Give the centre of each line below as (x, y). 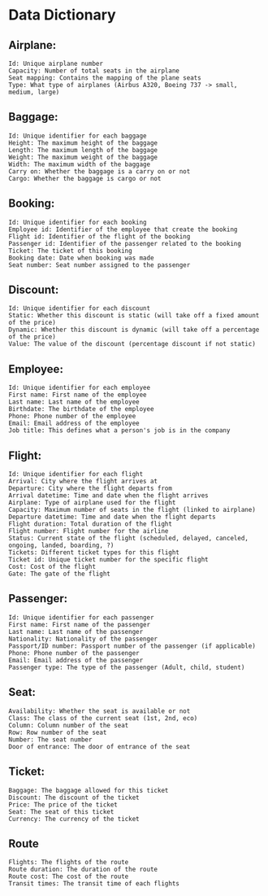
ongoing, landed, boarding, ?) (61, 546)
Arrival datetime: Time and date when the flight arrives (108, 496)
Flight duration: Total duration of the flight (91, 524)
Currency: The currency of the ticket (74, 819)
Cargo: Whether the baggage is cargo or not (85, 178)
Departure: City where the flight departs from (91, 489)
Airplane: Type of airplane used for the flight (92, 503)
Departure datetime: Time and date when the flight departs (112, 517)
